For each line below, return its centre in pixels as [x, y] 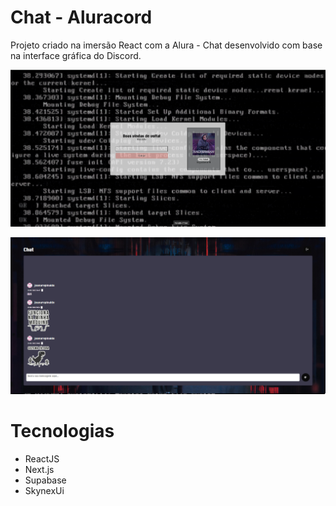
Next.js [39, 469]
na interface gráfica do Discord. [76, 55]
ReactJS [42, 458]
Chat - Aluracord [81, 17]
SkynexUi [44, 490]
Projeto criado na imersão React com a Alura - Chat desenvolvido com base [166, 45]
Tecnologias [62, 430]
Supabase [45, 480]
